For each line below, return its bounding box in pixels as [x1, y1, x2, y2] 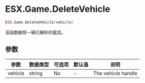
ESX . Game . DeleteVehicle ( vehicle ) [5, 20, 74, 25]
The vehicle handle [93, 70, 138, 77]
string [29, 70, 43, 77]
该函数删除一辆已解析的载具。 [5, 29, 66, 35]
